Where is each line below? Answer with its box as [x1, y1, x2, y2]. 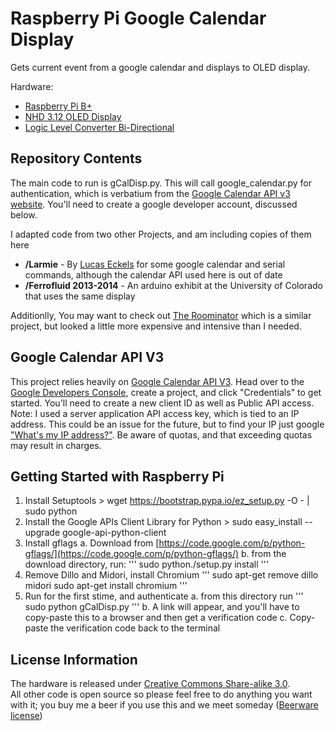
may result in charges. [10, 439, 102, 451]
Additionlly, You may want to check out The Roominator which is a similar [10, 309, 312, 321]
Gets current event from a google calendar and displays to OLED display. [10, 61, 311, 73]
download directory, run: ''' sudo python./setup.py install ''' [24, 558, 270, 571]
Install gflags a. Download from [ [24, 537, 160, 549]
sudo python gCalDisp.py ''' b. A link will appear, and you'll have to [24, 601, 300, 613]
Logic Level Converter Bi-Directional [24, 121, 175, 133]
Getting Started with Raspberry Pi [10, 468, 225, 485]
